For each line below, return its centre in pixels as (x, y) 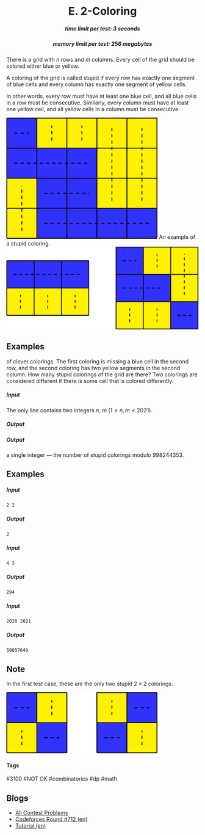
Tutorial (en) (31, 826)
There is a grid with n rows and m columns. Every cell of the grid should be (101, 59)
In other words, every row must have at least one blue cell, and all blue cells (102, 96)
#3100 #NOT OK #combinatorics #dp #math (62, 779)
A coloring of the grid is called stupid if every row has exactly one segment (101, 78)
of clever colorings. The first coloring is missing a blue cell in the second (98, 361)
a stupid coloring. (28, 243)
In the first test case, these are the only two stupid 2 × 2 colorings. (90, 684)
